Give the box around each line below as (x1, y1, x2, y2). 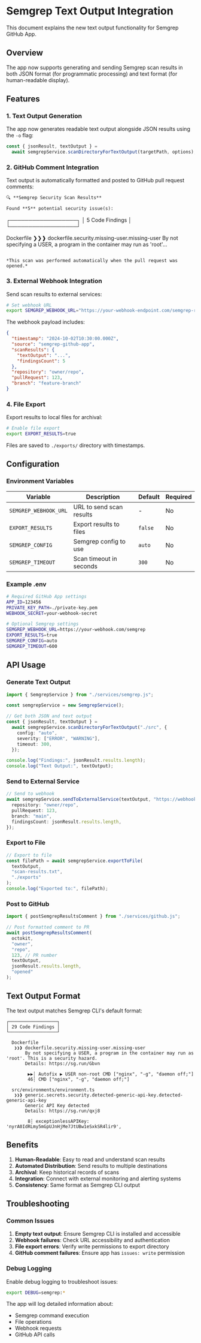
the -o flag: (6, 132, 34, 139)
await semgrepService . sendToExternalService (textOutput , (6, 797, 151, 803)
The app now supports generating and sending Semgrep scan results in (6, 64, 184, 71)
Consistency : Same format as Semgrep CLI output (14, 1181, 141, 1188)
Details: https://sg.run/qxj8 (25, 1108, 100, 1114)
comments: (6, 183, 34, 190)
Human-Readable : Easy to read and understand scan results (14, 1156, 166, 1163)
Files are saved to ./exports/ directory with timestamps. (6, 441, 145, 449)
